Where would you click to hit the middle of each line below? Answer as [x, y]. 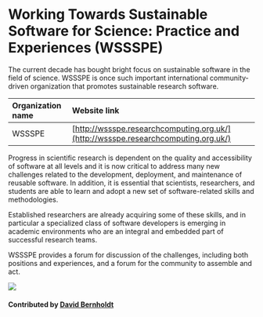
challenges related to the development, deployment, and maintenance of [125, 174]
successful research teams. [53, 239]
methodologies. [33, 199]
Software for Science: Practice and [124, 31]
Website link [95, 110]
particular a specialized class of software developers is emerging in [117, 223]
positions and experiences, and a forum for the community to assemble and [130, 263]
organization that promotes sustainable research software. [124, 86]
